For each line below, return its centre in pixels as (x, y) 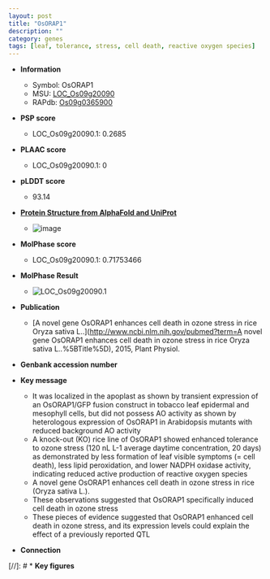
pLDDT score (43, 181)
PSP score (38, 118)
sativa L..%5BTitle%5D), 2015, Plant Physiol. (106, 349)
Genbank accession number (69, 365)
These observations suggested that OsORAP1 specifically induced (143, 500)
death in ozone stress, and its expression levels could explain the (141, 526)
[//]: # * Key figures (41, 566)
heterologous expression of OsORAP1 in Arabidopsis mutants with (142, 422)
